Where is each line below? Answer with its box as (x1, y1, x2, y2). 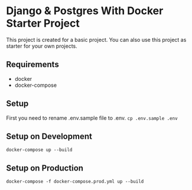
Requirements (6, 60, 59, 70)
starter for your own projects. (6, 42, 78, 50)
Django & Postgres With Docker (6, 4, 164, 18)
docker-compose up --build (6, 147, 73, 153)
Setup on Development (6, 131, 93, 141)
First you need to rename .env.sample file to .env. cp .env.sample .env (6, 114, 178, 122)
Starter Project (6, 17, 80, 30)
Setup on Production (6, 163, 84, 173)
